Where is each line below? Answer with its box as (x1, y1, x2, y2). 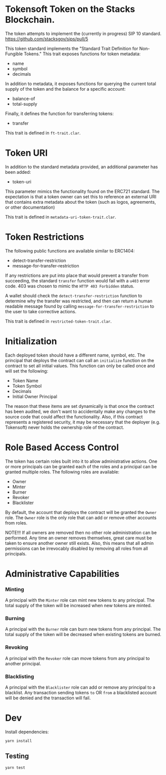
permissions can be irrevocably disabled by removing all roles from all (5, 545, 148, 551)
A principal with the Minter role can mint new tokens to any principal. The (5, 597, 155, 603)
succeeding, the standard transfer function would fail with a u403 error (5, 277, 150, 283)
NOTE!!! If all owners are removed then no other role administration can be (5, 529, 157, 535)
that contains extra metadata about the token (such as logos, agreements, (5, 199, 156, 205)
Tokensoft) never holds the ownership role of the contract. (5, 424, 124, 430)
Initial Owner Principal (12, 393, 57, 399)
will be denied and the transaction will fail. (5, 695, 91, 701)
